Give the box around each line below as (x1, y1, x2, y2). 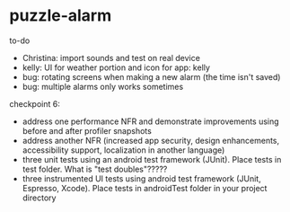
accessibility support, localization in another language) (22, 145, 225, 155)
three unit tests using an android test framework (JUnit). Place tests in (22, 154, 282, 164)
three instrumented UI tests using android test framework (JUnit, (22, 172, 262, 184)
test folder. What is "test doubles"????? (22, 163, 168, 174)
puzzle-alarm (9, 5, 112, 26)
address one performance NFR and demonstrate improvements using (22, 116, 280, 127)
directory (22, 192, 57, 203)
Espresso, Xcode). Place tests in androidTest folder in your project (22, 182, 268, 193)
